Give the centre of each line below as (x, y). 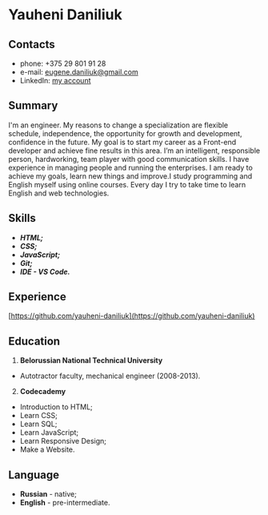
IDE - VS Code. (45, 272)
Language (34, 475)
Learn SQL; (38, 424)
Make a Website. (47, 449)
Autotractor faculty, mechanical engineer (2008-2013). (110, 376)
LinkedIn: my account (55, 80)
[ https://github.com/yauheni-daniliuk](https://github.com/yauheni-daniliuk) (132, 316)
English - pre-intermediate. (65, 503)
